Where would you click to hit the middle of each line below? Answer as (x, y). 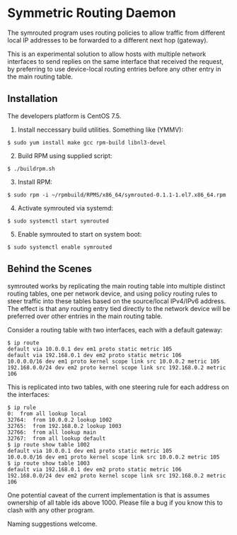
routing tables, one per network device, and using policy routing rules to (112, 293)
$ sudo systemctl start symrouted (58, 221)
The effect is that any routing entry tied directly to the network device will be (119, 308)
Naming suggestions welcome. (52, 524)
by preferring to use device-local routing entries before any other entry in (114, 69)
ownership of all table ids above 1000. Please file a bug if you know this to (115, 502)
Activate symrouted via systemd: (65, 208)
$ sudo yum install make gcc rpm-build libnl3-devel (87, 142)
